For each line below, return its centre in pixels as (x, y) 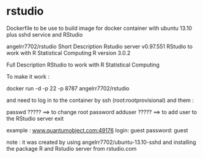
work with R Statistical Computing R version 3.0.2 (68, 52)
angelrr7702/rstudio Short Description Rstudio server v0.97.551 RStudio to (99, 46)
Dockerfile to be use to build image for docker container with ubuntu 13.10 (99, 28)
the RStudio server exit (35, 118)
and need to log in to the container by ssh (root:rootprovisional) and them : (100, 100)
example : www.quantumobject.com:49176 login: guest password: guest (97, 130)
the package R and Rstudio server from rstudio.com (72, 148)
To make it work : (28, 76)
